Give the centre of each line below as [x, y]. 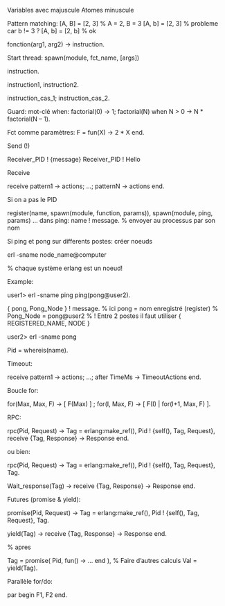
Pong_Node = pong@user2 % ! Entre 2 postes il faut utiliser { [94, 316]
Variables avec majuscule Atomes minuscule [71, 10]
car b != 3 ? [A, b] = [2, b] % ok [52, 31]
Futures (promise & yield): [44, 499]
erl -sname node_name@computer [57, 255]
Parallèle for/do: [30, 581]
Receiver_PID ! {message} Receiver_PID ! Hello [74, 159]
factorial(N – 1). [29, 119]
